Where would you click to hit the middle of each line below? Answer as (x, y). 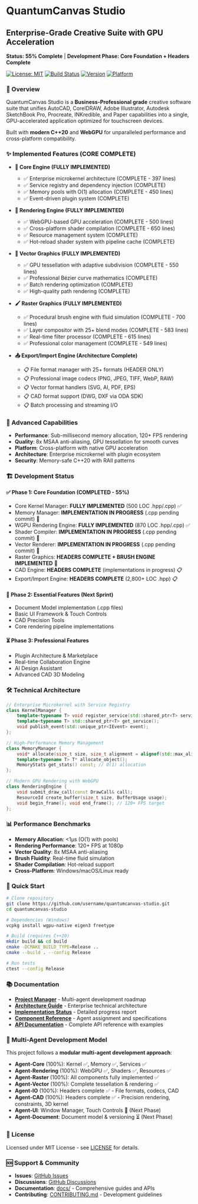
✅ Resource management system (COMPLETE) (81, 235)
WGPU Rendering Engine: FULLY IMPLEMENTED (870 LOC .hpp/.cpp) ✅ (102, 525)
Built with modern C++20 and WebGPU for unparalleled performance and (96, 132)
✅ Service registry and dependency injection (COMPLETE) (95, 185)
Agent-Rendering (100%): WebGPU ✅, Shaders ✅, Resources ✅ (93, 1071)
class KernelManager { (34, 710)
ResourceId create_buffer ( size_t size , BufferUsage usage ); (92, 797)
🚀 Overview (23, 89)
